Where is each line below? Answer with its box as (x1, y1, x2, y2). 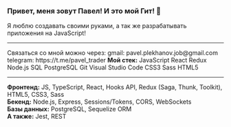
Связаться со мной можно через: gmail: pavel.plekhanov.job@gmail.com (7, 49, 219, 57)
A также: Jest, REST (7, 113, 67, 121)
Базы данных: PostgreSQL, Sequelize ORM (7, 105, 132, 113)
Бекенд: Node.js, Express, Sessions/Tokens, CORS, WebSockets (7, 97, 192, 106)
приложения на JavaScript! (7, 29, 86, 37)
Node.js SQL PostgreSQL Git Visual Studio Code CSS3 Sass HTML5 (7, 63, 199, 71)
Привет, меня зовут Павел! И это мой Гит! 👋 (7, 6, 162, 16)
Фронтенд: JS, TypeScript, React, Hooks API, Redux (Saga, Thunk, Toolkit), (7, 83, 223, 91)
